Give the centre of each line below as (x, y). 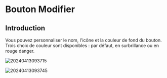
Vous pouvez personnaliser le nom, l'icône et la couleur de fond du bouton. (83, 40)
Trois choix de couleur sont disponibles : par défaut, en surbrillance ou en (82, 46)
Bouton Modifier (40, 9)
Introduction (25, 28)
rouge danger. (20, 51)
